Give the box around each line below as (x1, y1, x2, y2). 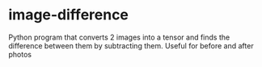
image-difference (8, 6, 129, 24)
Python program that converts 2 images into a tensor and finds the (8, 32, 230, 42)
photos (8, 49, 32, 59)
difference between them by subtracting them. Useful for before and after (8, 40, 254, 50)
